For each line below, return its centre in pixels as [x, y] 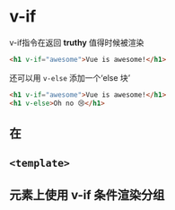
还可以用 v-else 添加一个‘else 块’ [70, 77]
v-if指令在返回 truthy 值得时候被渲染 [77, 42]
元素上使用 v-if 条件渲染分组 [87, 195]
